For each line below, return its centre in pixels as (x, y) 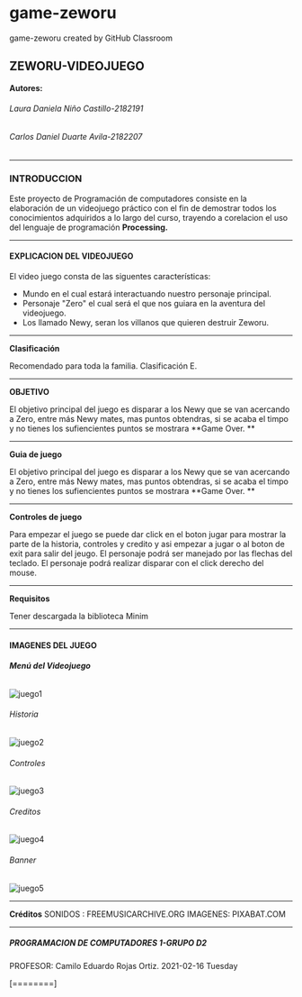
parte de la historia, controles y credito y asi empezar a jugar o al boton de (147, 544)
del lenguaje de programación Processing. (89, 227)
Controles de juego (46, 517)
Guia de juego (36, 454)
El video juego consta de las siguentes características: (110, 277)
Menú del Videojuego (50, 666)
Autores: (26, 87)
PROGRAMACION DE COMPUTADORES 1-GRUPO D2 (108, 943)
